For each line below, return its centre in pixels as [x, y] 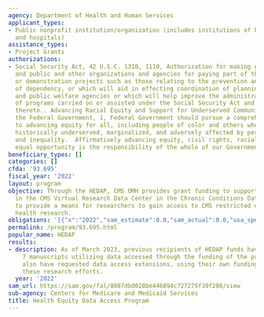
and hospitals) [40, 37]
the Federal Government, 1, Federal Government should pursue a [123, 118]
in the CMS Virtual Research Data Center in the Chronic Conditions [130, 198]
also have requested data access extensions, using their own [126, 264]
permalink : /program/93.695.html [63, 228]
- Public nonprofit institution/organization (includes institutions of [130, 30]
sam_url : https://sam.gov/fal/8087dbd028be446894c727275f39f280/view [125, 286]
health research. [44, 213]
